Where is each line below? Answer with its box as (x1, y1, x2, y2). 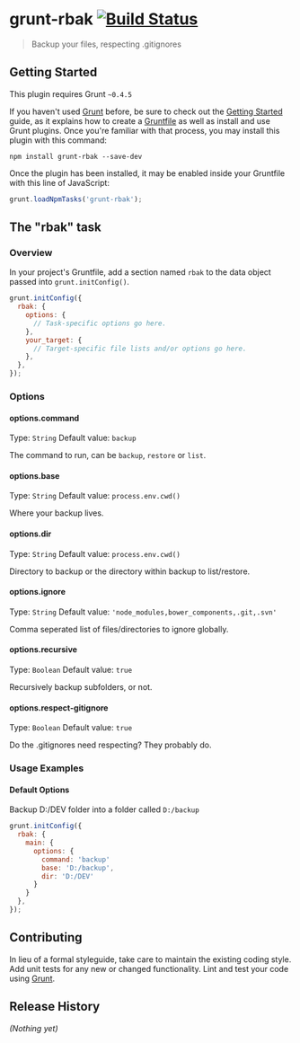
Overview (9, 246, 53, 259)
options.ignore (9, 587, 66, 597)
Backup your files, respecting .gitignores (31, 39, 182, 49)
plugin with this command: (9, 135, 108, 146)
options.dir (9, 528, 52, 539)
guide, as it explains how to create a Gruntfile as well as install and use (9, 115, 271, 126)
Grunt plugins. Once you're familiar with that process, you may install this (9, 125, 280, 136)
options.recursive (9, 644, 78, 655)
